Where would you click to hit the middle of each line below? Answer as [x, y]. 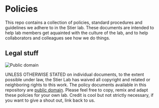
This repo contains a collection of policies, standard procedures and [74, 22]
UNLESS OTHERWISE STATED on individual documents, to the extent [75, 74]
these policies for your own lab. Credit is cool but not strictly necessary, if [79, 95]
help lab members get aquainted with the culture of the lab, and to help [77, 33]
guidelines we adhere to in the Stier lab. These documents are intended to [79, 27]
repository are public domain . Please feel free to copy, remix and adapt [77, 90]
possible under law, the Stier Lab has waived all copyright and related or [78, 79]
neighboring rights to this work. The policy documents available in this [76, 85]
